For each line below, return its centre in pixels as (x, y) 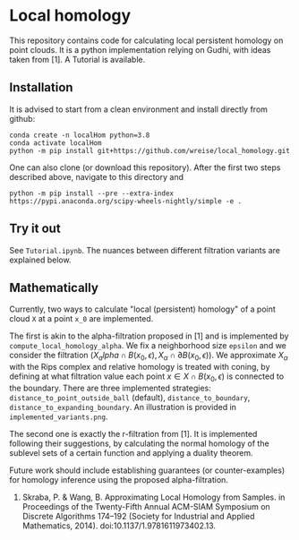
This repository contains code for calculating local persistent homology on (146, 40)
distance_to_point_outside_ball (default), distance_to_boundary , (130, 397)
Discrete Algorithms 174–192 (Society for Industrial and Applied (138, 516)
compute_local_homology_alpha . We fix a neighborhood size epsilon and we (148, 346)
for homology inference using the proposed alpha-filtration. (119, 479)
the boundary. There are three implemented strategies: (111, 388)
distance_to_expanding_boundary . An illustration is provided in (123, 407)
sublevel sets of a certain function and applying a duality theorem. (131, 452)
